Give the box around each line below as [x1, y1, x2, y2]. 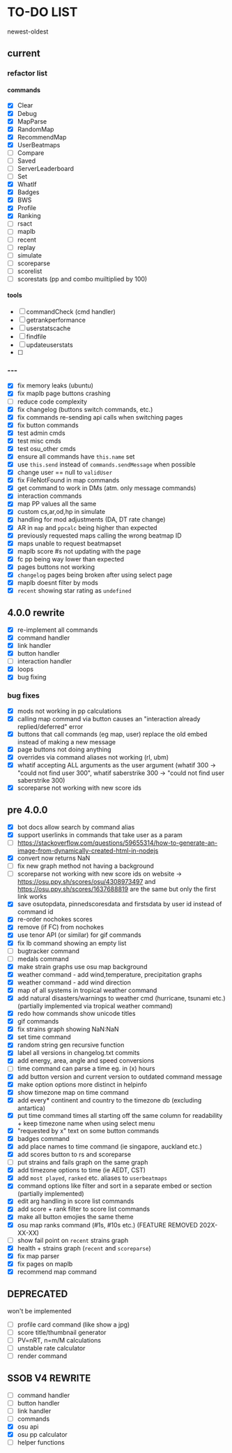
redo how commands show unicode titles [17, 1010, 136, 1017]
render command [17, 1352, 68, 1360]
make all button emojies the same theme [17, 1213, 134, 1221]
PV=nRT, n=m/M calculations [17, 1336, 101, 1344]
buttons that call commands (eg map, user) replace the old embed [17, 730, 208, 738]
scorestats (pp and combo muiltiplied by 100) [17, 274, 148, 283]
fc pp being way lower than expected [17, 554, 124, 563]
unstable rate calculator [17, 1343, 86, 1352]
